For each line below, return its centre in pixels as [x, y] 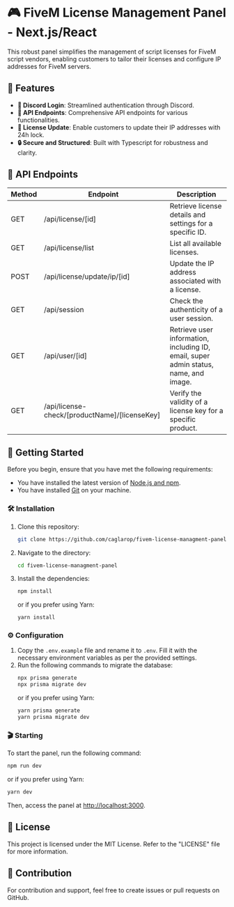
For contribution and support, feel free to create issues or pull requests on [114, 890]
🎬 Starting [25, 735]
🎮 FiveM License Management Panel [117, 13]
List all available [195, 243]
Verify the [186, 393]
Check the [186, 301]
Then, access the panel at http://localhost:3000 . [76, 805]
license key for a [197, 410]
